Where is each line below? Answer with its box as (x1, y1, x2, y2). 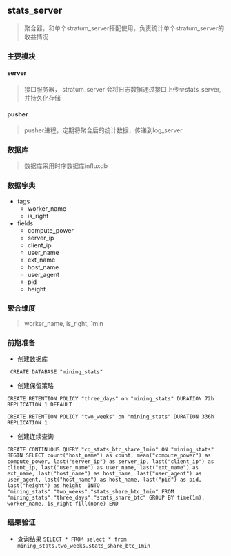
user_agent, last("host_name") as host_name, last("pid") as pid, (7, 476, 202, 484)
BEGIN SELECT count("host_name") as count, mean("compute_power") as (7, 452, 212, 460)
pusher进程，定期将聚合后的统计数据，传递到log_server (23, 126, 183, 134)
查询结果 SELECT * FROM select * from (17, 535, 128, 543)
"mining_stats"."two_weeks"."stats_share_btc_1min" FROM (7, 488, 174, 495)
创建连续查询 (17, 433, 54, 441)
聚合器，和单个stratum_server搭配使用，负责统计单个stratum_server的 (23, 23, 225, 32)
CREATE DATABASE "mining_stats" (10, 369, 103, 375)
